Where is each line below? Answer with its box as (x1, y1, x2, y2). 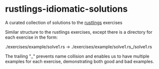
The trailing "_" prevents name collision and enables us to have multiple (5, 53, 150, 59)
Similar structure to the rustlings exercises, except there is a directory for (5, 29, 153, 35)
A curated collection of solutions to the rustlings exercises (5, 20, 123, 25)
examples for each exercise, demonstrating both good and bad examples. (5, 58, 155, 64)
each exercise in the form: (5, 34, 58, 40)
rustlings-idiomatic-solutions (5, 3, 128, 15)
